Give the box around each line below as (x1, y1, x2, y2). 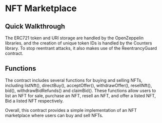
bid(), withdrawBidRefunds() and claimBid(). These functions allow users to (5, 88, 156, 93)
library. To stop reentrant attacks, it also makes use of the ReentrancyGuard (5, 46, 157, 51)
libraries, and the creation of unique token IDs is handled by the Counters (5, 40, 152, 46)
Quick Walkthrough (5, 22, 65, 31)
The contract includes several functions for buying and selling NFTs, (5, 77, 142, 83)
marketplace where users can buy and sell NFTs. (5, 112, 103, 118)
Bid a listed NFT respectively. (5, 98, 64, 104)
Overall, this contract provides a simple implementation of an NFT (5, 107, 137, 113)
